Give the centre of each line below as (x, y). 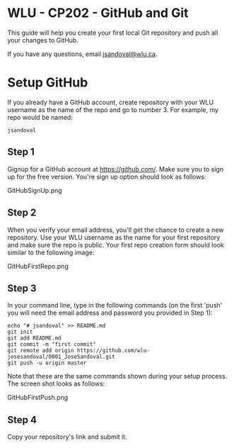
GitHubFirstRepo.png (38, 266)
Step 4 (22, 420)
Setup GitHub (48, 83)
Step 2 (22, 213)
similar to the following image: (51, 252)
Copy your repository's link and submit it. (67, 437)
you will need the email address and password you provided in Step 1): (110, 313)
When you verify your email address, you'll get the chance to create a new (116, 230)
